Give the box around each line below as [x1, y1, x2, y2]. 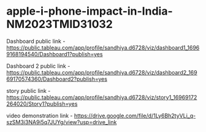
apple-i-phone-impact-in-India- [6, 4, 173, 18]
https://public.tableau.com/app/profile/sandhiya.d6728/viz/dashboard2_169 [6, 68, 197, 76]
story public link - [6, 87, 51, 94]
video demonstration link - [6, 112, 73, 119]
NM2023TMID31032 [6, 17, 113, 31]
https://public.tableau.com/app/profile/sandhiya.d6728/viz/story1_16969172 [6, 94, 197, 101]
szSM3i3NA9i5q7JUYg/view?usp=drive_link [6, 118, 117, 126]
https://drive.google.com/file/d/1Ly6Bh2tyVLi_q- [74, 112, 196, 119]
